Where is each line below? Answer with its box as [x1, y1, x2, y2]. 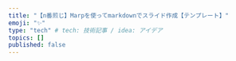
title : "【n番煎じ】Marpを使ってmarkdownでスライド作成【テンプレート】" [8, 11, 229, 20]
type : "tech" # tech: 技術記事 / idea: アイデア [8, 26, 163, 34]
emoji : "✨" [8, 19, 46, 27]
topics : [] [8, 33, 45, 42]
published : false [8, 41, 66, 49]
